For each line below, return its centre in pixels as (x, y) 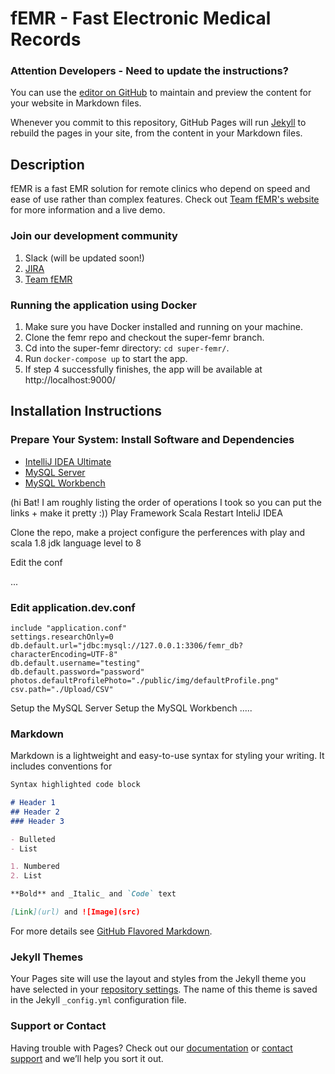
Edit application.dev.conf (73, 607)
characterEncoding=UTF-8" (64, 654)
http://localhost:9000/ (70, 379)
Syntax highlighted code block (75, 785)
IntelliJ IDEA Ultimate (68, 461)
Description (47, 164)
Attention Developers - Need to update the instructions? (149, 71)
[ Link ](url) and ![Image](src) (75, 912)
